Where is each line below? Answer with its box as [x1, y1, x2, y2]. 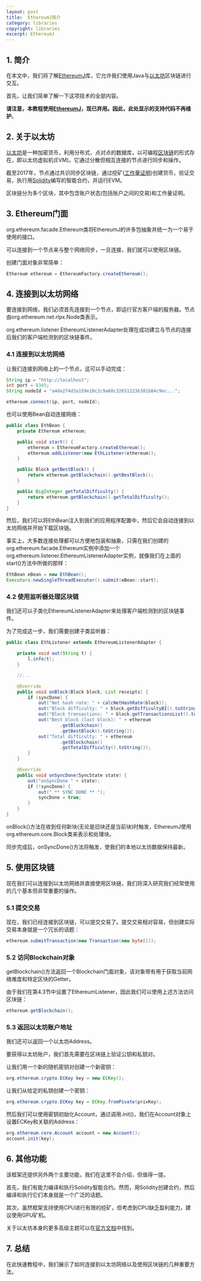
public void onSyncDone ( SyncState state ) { [17, 772, 127, 778]
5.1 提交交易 [6, 903, 41, 912]
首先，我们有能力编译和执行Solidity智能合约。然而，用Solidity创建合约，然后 [6, 1184, 195, 1191]
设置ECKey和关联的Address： [6, 1118, 80, 1125]
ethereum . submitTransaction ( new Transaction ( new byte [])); [6, 938, 157, 944]
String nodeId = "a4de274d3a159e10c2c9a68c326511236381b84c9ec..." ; [6, 388, 181, 394]
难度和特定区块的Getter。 [11, 975, 75, 983]
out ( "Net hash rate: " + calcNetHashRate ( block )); [38, 700, 167, 706]
